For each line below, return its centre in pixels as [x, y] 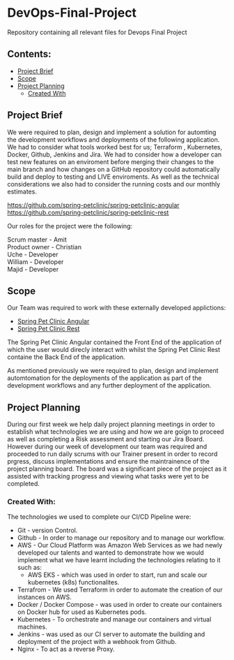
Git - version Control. [47, 530]
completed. [23, 484]
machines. [32, 627]
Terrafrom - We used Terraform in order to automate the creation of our [120, 590]
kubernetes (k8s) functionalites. [73, 582]
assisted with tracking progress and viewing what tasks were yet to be [108, 476]
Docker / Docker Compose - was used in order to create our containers [119, 605]
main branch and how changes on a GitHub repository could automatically [114, 169]
